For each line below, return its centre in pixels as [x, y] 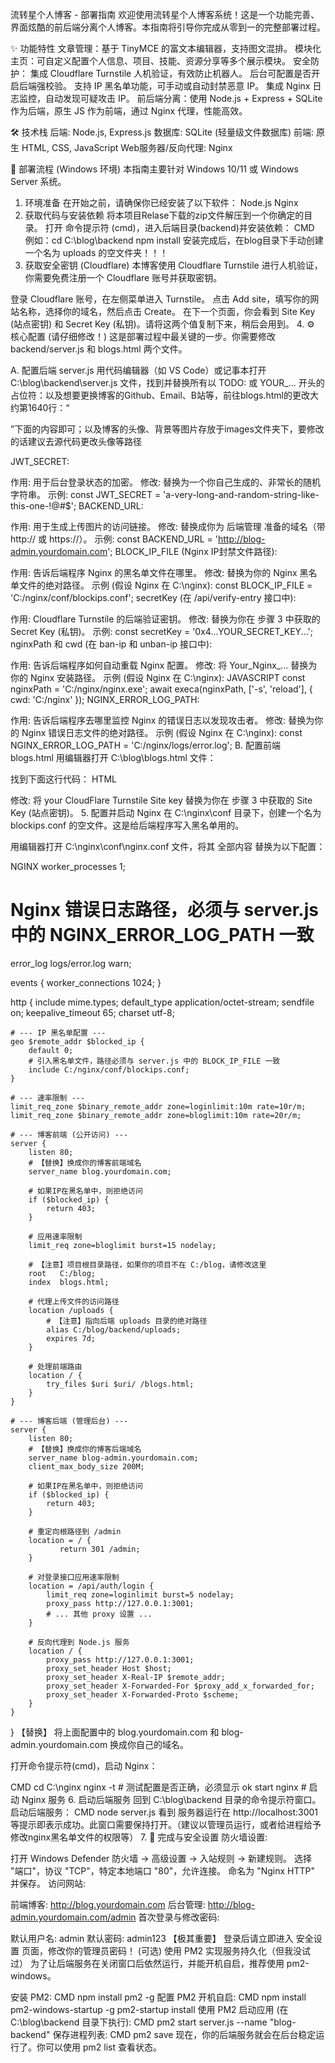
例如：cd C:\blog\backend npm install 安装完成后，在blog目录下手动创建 [174, 240]
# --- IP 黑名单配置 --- [58, 1033]
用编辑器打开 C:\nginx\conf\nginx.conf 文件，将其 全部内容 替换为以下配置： [168, 846]
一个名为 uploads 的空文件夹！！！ [96, 252]
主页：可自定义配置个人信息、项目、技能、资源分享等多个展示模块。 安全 [160, 61]
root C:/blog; [62, 1273]
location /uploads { [71, 1310]
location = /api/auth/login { [91, 1586]
